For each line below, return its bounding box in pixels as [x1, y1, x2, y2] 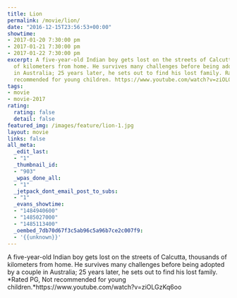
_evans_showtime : [13, 201, 65, 208]
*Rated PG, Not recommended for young [7, 275, 127, 284]
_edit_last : [13, 148, 49, 155]
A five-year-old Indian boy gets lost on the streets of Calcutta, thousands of [7, 253, 227, 261]
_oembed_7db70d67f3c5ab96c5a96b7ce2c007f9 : [13, 227, 143, 234]
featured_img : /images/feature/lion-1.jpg [7, 121, 134, 129]
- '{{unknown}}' [13, 234, 61, 241]
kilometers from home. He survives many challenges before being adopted [7, 261, 225, 269]
